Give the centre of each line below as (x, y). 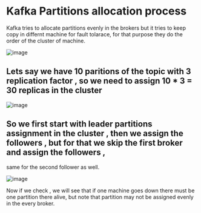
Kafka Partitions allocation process (96, 11)
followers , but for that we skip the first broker (94, 143)
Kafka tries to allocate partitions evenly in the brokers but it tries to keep (96, 28)
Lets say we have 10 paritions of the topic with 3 (99, 72)
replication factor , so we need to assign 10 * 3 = (99, 81)
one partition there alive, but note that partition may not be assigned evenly (100, 197)
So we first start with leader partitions (79, 124)
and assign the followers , (56, 152)
